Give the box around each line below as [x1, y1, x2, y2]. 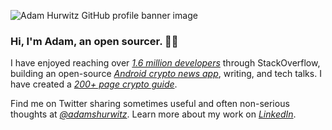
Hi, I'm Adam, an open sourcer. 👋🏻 [10, 34, 179, 48]
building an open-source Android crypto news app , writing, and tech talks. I [10, 68, 322, 80]
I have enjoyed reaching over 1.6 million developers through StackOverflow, [10, 57, 321, 69]
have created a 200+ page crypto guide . [10, 78, 178, 90]
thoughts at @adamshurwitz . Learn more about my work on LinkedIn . [10, 108, 297, 120]
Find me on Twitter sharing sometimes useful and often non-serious [10, 98, 290, 110]
